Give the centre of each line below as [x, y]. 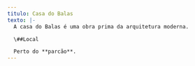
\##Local [26, 39]
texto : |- [22, 20]
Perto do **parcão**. [45, 52]
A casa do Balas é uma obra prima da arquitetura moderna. [101, 26]
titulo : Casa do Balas [40, 14]
